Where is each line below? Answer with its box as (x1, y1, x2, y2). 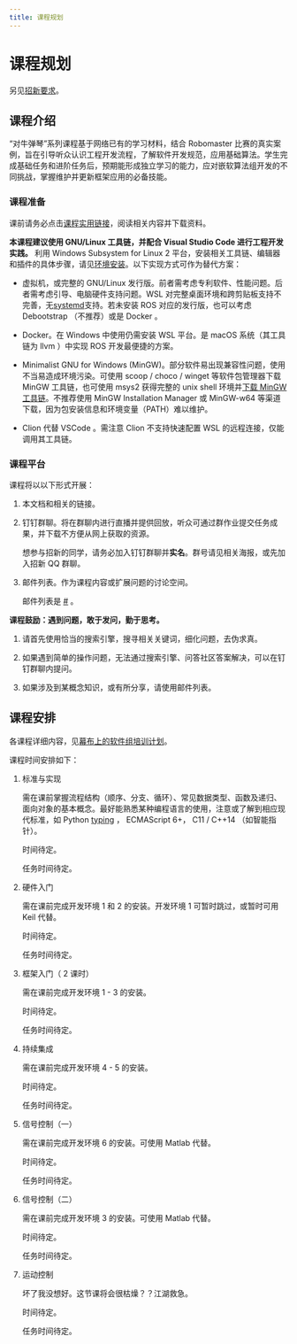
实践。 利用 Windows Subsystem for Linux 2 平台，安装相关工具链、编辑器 (9, 247, 281, 258)
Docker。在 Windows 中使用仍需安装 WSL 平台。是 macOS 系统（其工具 (21, 329, 286, 340)
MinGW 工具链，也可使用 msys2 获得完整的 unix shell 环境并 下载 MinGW (21, 382, 287, 392)
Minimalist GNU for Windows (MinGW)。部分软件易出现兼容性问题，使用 (21, 359, 286, 370)
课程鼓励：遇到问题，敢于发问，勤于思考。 (9, 614, 164, 625)
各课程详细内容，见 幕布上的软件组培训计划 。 (9, 736, 172, 746)
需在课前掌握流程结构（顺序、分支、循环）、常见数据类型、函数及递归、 (21, 792, 282, 802)
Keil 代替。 (21, 911, 62, 922)
